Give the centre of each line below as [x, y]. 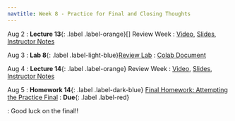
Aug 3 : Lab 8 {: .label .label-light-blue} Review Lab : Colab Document [107, 55]
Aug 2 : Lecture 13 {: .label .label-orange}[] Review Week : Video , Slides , [112, 34]
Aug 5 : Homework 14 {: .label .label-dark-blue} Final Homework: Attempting [117, 89]
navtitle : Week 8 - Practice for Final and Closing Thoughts [99, 14]
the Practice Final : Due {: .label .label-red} [68, 97]
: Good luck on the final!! [43, 110]
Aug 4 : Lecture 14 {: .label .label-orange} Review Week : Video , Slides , [110, 68]
